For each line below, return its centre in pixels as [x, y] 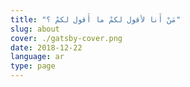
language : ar [37, 57]
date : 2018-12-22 [46, 47]
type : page [33, 66]
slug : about [35, 29]
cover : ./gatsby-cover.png [66, 38]
